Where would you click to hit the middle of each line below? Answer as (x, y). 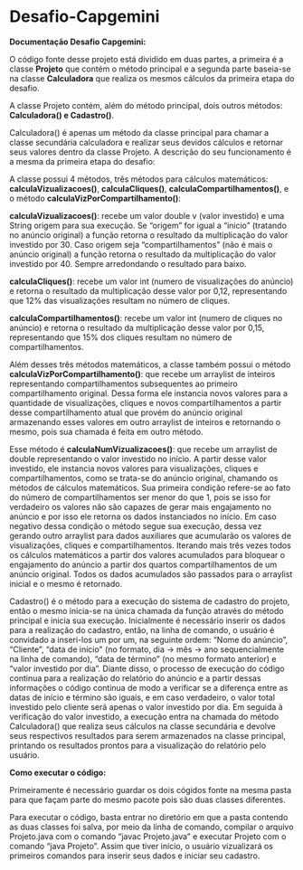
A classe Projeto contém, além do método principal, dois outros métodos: (146, 105)
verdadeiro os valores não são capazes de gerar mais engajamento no (140, 506)
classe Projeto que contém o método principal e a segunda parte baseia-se (150, 69)
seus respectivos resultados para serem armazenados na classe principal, (148, 735)
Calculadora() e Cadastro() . (62, 115)
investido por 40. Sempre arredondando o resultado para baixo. (128, 263)
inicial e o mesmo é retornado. (66, 583)
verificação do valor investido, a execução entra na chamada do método (144, 716)
